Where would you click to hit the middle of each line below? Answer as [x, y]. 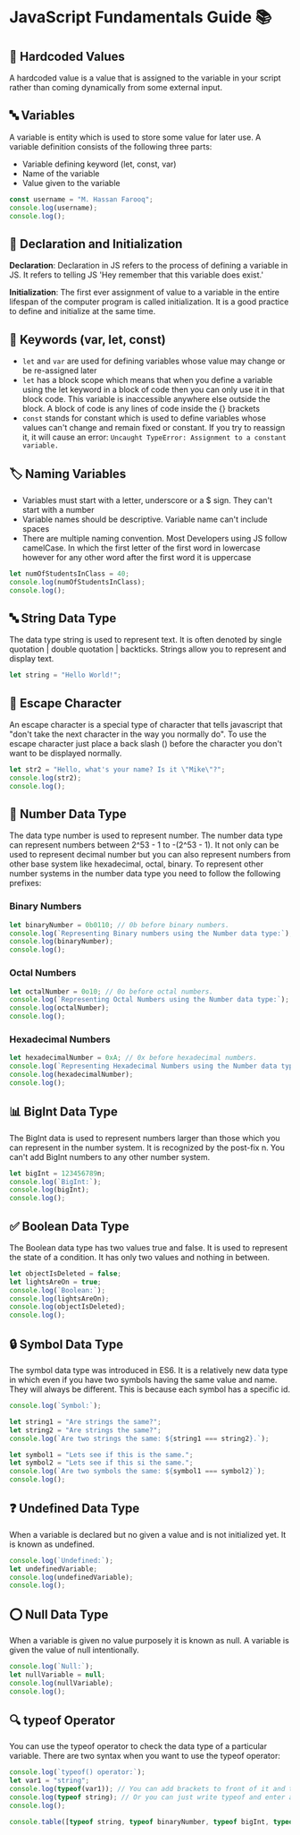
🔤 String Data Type [63, 618]
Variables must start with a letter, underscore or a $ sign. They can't [147, 500]
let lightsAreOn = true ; [55, 1282]
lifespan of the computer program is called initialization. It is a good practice [149, 302]
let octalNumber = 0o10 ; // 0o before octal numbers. [112, 991]
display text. [32, 659]
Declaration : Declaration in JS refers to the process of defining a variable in [149, 266]
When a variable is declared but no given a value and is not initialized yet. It [148, 1534]
